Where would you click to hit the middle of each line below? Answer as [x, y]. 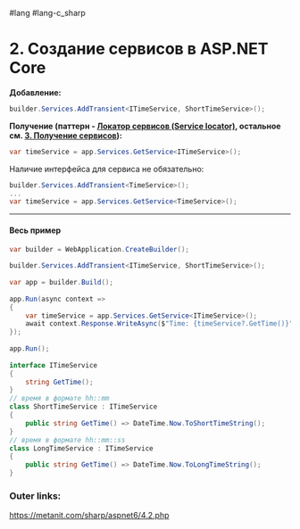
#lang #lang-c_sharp [48, 13]
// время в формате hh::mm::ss [67, 440]
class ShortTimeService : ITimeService [83, 407]
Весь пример [35, 230]
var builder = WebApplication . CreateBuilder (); [100, 249]
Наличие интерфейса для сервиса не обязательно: [107, 169]
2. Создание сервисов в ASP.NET [139, 49]
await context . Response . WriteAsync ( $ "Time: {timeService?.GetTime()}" [159, 324]
